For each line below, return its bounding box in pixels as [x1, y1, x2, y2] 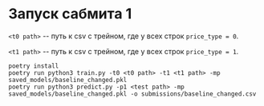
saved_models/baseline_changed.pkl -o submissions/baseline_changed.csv [8, 89, 257, 98]
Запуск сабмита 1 [8, 5, 132, 23]
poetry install [8, 61, 59, 70]
